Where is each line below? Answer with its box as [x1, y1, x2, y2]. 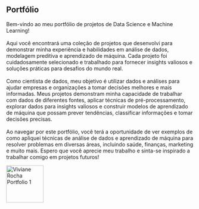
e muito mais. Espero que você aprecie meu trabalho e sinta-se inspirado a [6, 147, 191, 154]
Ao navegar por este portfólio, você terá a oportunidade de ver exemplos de [6, 128, 193, 135]
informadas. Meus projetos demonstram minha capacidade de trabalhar [6, 90, 183, 97]
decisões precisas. [6, 116, 52, 123]
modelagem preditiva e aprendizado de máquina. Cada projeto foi [6, 52, 167, 59]
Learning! [6, 27, 30, 34]
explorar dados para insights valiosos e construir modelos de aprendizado [6, 102, 189, 110]
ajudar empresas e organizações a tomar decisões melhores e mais [6, 83, 172, 91]
